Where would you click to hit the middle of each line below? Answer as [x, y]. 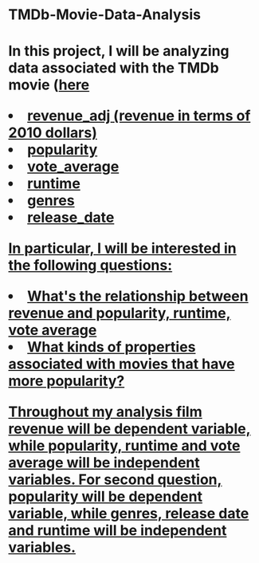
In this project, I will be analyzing [119, 51]
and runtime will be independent [118, 531]
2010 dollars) [53, 133]
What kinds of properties [112, 347]
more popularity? [67, 381]
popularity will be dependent [106, 497]
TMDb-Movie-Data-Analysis [105, 15]
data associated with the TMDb [114, 68]
